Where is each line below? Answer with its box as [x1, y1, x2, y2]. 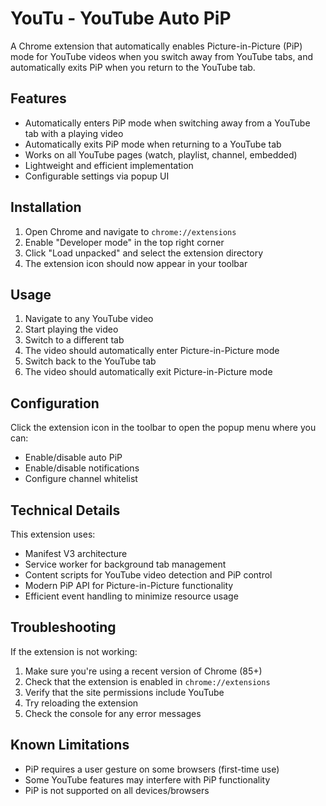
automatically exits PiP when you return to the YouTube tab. [10, 61, 256, 73]
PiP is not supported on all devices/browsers [24, 784, 210, 796]
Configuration [10, 395, 100, 412]
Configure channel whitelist [24, 473, 138, 485]
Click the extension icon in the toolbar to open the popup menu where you [10, 422, 317, 434]
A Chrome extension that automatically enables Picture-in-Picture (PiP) [10, 40, 303, 52]
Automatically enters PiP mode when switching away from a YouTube [24, 117, 311, 129]
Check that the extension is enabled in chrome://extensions [24, 675, 271, 687]
